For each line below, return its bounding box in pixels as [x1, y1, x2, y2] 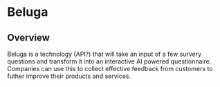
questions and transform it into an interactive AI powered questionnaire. [7, 57, 212, 66]
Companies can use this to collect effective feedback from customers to [7, 65, 213, 72]
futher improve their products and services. [7, 72, 131, 80]
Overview [7, 32, 51, 43]
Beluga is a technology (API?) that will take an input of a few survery [7, 50, 202, 58]
